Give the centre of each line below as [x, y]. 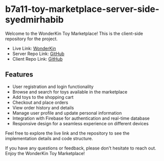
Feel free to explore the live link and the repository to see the [67, 133]
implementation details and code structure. [49, 138]
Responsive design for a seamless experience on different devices [81, 123]
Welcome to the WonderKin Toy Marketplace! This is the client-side [74, 33]
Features [19, 75]
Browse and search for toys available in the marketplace [70, 92]
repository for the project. [32, 39]
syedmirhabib [34, 20]
